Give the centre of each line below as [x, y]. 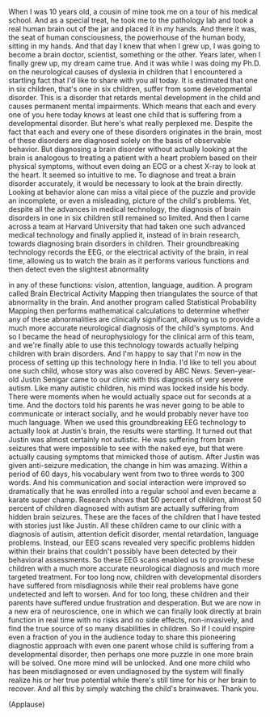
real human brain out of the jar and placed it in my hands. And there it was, [133, 29]
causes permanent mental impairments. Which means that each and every [132, 106]
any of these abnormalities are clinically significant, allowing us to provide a [134, 319]
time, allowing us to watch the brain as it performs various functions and [129, 261]
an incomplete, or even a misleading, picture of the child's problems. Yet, [130, 200]
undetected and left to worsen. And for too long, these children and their [129, 594]
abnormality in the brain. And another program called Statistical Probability [133, 302]
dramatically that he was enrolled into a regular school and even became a [133, 491]
